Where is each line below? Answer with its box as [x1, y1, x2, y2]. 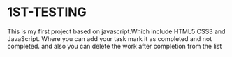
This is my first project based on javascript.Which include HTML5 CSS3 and [7, 27, 226, 35]
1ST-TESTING [7, 4, 87, 20]
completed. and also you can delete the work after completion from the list [7, 42, 222, 50]
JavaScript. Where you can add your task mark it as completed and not [7, 34, 212, 42]
